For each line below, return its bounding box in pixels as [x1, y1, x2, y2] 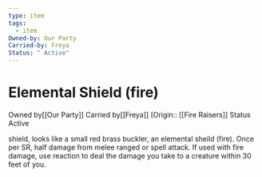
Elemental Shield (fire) [8, 83, 159, 102]
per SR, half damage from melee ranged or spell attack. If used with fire [8, 142, 244, 152]
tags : [8, 19, 26, 27]
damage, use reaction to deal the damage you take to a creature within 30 [8, 151, 252, 160]
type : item [8, 11, 45, 20]
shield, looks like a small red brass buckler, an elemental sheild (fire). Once [8, 134, 254, 143]
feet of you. [8, 159, 46, 169]
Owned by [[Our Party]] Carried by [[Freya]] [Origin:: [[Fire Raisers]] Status [8, 110, 252, 119]
